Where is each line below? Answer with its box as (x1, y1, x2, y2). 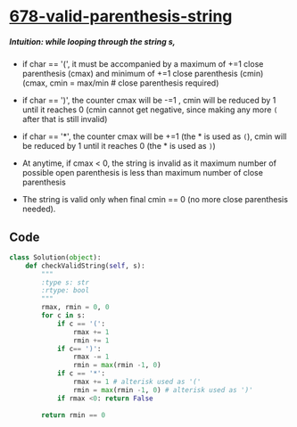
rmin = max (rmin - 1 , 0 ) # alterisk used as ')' (72, 385, 253, 394)
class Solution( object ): (9, 252, 102, 262)
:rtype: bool (41, 286, 90, 295)
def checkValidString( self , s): (25, 261, 145, 270)
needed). (21, 203, 56, 215)
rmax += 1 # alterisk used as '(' (72, 377, 202, 387)
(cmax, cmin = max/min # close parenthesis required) (21, 78, 219, 88)
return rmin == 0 (41, 410, 105, 420)
